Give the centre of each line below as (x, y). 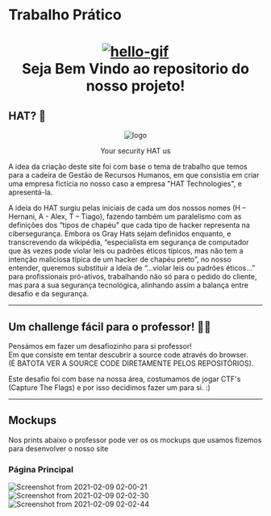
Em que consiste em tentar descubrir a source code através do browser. (128, 354)
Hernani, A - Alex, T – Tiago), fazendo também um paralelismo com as (125, 216)
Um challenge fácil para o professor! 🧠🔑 (110, 327)
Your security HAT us (135, 151)
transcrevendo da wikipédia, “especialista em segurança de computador (129, 242)
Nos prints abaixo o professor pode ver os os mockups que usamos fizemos (135, 440)
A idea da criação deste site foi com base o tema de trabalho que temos (128, 166)
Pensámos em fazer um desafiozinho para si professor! (100, 346)
